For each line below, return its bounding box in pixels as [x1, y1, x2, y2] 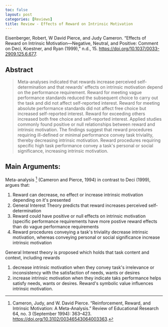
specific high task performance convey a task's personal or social [17, 143, 153, 149]
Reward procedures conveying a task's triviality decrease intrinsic [12, 229, 148, 235]
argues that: [5, 182, 30, 188]
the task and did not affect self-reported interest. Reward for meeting [17, 100, 160, 106]
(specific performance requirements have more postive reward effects [12, 218, 157, 224]
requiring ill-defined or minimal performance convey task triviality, [17, 132, 154, 138]
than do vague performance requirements [12, 223, 99, 229]
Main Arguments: [5, 162, 61, 171]
